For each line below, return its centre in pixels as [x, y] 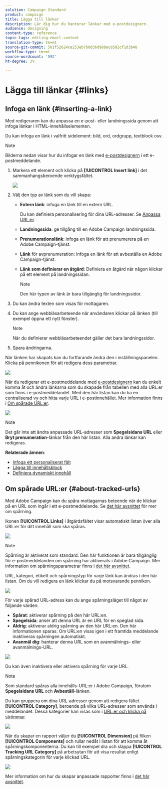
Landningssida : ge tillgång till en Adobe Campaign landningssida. [88, 229]
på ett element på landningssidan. [55, 274]
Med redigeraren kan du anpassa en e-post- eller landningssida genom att [82, 121]
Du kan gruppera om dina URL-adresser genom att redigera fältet [72, 701]
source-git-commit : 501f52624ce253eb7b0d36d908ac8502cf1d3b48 [71, 47]
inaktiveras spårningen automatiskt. [49, 637]
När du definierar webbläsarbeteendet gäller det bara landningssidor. [83, 338]
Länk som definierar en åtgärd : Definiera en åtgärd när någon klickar [91, 269]
